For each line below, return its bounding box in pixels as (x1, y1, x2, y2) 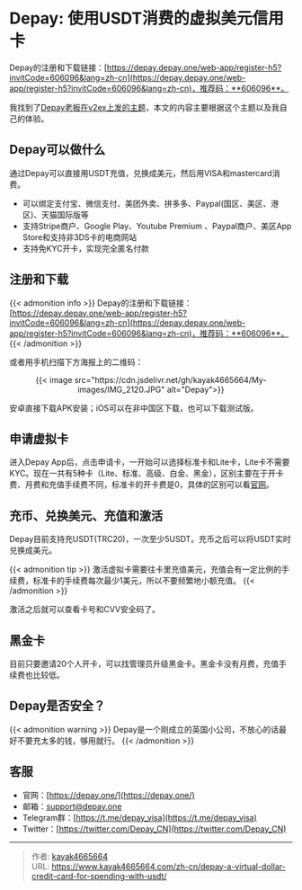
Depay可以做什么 (9, 142, 106, 157)
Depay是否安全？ (9, 699, 106, 714)
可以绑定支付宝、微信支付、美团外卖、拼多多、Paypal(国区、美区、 (22, 198, 271, 209)
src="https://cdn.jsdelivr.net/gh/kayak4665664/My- (74, 374, 267, 385)
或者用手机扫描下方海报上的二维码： (9, 356, 144, 367)
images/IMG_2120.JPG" (77, 384, 165, 395)
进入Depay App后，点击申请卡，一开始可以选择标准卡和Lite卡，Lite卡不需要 (9, 457, 290, 467)
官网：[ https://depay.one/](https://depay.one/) (22, 789, 195, 800)
